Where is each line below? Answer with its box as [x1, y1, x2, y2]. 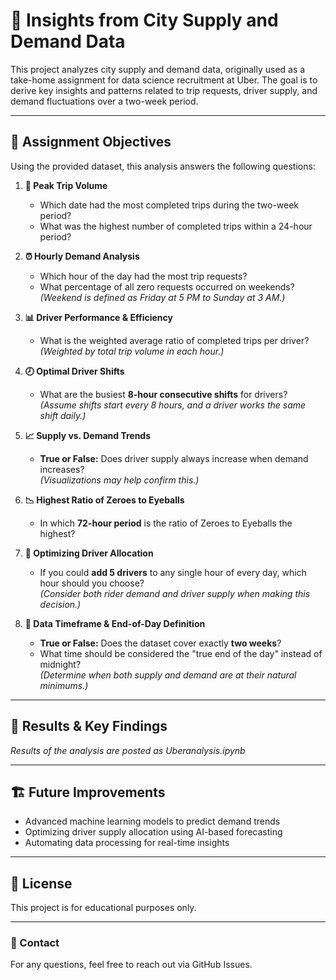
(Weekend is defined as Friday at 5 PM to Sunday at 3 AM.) [39, 291, 286, 303]
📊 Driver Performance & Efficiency [24, 311, 173, 323]
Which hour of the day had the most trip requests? [39, 270, 248, 282]
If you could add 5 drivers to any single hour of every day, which [39, 566, 307, 578]
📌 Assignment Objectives [10, 134, 172, 151]
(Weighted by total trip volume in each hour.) [39, 345, 225, 357]
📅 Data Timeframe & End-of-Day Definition [24, 617, 206, 629]
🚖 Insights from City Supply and [10, 9, 279, 32]
